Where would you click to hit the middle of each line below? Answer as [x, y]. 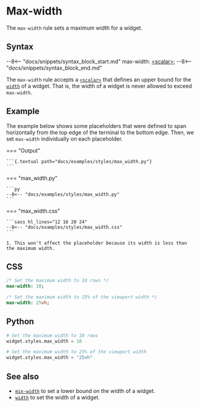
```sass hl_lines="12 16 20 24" [47, 222]
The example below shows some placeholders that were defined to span [96, 126]
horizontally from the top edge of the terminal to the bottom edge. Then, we [100, 132]
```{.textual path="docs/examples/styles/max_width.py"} [79, 161]
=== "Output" [23, 150]
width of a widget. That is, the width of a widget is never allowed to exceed [99, 86]
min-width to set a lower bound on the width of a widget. [85, 391]
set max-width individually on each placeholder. [64, 139]
